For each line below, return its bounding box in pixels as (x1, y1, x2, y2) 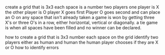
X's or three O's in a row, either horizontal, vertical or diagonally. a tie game (5, 19, 158, 25)
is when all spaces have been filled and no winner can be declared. (5, 25, 142, 31)
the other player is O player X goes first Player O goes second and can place (5, 9, 161, 15)
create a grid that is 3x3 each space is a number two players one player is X (5, 4, 159, 10)
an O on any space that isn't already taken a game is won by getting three (5, 15, 155, 20)
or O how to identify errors (5, 45, 59, 50)
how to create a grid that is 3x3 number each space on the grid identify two (5, 34, 159, 40)
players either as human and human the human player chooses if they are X (5, 39, 159, 45)
